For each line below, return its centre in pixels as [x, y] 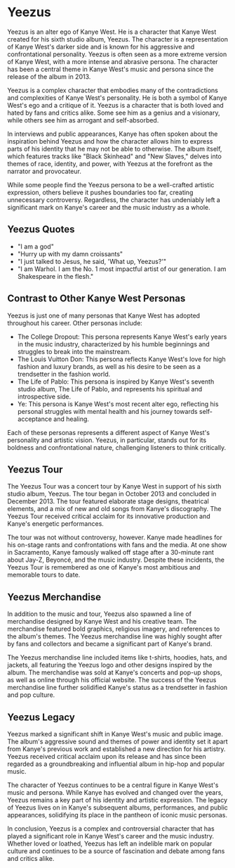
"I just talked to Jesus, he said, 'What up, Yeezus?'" [92, 261]
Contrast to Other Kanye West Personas [96, 299]
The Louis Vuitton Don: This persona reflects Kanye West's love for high [121, 359]
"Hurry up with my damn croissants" [70, 253]
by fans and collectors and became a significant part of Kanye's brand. [110, 644]
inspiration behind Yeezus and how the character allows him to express [110, 141]
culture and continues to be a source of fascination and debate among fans [116, 851]
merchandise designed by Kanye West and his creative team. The [102, 622]
